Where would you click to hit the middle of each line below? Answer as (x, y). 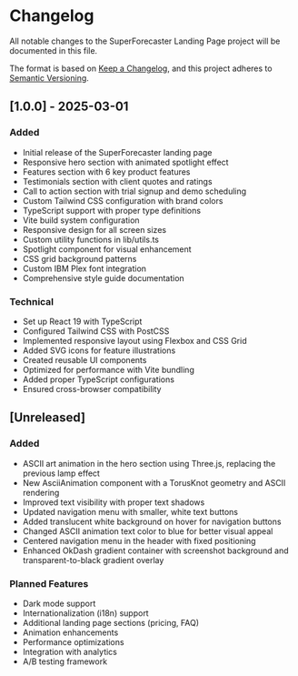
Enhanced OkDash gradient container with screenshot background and (155, 550)
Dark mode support (59, 603)
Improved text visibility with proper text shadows (114, 502)
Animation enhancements (70, 632)
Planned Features (49, 583)
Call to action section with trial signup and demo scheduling (134, 191)
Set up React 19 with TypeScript (82, 321)
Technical (32, 301)
